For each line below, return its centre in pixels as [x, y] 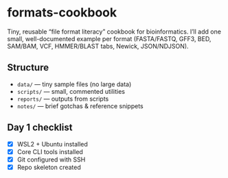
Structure [28, 67]
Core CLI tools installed [50, 151]
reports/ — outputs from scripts [63, 99]
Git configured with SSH [51, 160]
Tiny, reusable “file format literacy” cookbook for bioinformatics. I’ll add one [114, 31]
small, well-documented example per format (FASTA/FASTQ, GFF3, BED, [109, 38]
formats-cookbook [62, 13]
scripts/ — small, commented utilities [71, 91]
